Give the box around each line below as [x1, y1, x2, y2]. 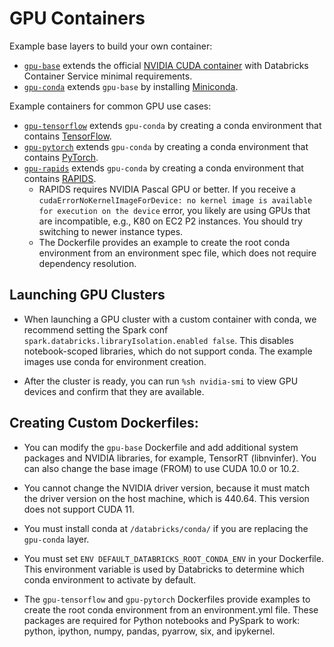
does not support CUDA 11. [23, 503, 135, 515]
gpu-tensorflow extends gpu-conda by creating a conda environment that [23, 119, 322, 131]
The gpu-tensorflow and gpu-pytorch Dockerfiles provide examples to [23, 593, 311, 605]
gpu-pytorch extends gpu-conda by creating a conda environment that [23, 140, 309, 152]
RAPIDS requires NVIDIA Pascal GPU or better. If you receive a [38, 183, 296, 195]
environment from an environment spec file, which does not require [38, 247, 317, 259]
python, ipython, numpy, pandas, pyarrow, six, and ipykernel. [23, 625, 276, 637]
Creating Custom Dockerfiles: [9, 415, 199, 432]
